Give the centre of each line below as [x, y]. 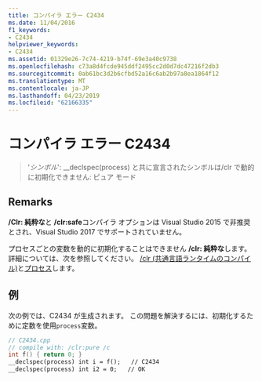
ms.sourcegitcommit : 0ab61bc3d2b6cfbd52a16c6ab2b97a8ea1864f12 [114, 74]
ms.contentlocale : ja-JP [49, 88]
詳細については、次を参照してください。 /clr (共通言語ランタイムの [116, 258]
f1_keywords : [29, 30]
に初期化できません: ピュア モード [82, 177]
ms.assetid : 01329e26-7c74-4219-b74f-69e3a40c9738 [93, 60]
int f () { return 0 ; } [45, 355]
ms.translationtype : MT [47, 81]
